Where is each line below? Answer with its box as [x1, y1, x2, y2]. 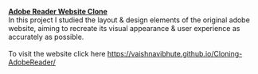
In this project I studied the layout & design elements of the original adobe [8, 15, 251, 25]
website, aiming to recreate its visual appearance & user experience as [8, 24, 240, 33]
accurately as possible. [8, 32, 84, 41]
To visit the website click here [8, 49, 106, 58]
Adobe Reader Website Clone [8, 7, 107, 16]
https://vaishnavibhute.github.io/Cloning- [107, 49, 243, 58]
